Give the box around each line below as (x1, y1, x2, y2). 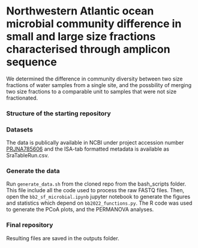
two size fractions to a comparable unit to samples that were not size (6, 88, 177, 95)
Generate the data (6, 167, 60, 175)
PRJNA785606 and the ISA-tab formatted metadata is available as (6, 145, 170, 153)
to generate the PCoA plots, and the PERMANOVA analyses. (6, 206, 154, 213)
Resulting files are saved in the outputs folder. (6, 234, 119, 241)
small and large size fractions (6, 30, 156, 43)
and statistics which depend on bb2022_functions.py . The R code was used (6, 199, 193, 207)
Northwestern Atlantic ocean (6, 4, 154, 18)
